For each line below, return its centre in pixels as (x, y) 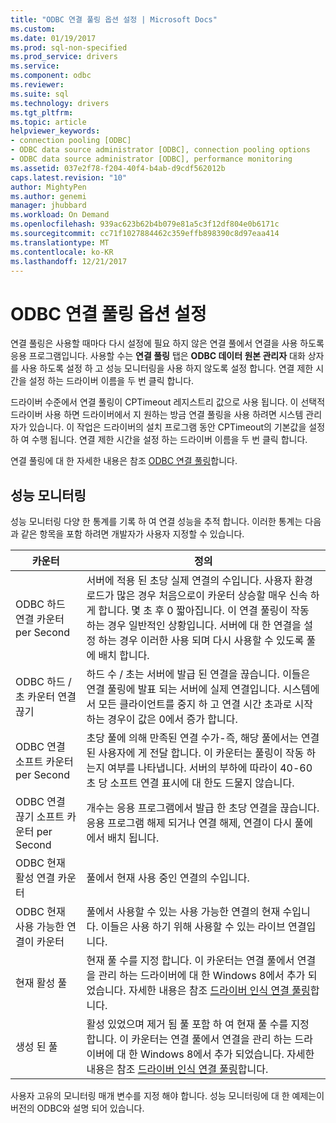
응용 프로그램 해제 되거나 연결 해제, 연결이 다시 (189, 823)
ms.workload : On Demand (60, 215)
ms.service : (35, 66)
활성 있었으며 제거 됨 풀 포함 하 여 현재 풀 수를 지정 (198, 1024)
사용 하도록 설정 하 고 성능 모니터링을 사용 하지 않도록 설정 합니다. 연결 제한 (167, 368)
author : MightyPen (48, 187)
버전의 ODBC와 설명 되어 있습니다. (77, 1108)
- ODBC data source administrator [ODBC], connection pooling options (160, 150)
